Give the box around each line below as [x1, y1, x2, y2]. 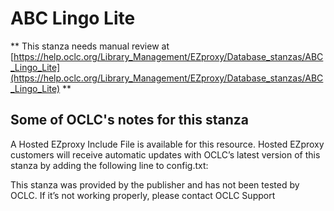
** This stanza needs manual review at [10, 40, 170, 52]
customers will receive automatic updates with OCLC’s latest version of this [10, 148, 321, 161]
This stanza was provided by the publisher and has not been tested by [10, 178, 300, 191]
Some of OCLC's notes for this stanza [10, 112, 249, 129]
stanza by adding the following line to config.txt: [10, 159, 209, 171]
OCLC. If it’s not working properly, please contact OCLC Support [10, 189, 276, 201]
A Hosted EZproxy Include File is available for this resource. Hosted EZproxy [10, 138, 325, 150]
